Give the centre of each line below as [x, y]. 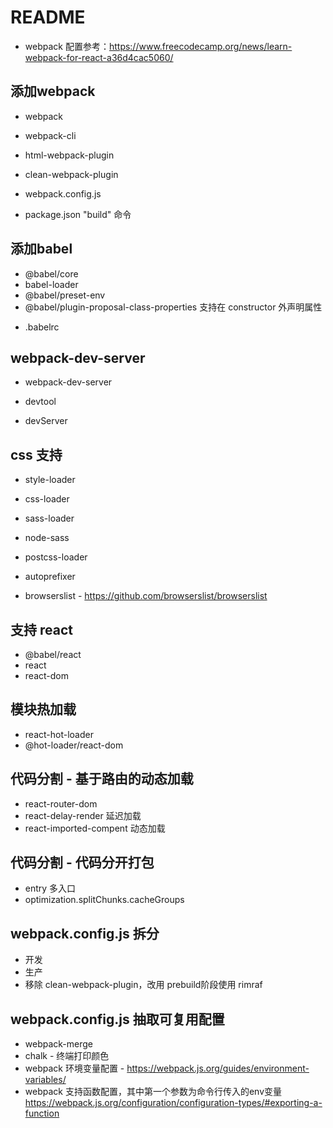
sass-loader [49, 518]
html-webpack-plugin [69, 155]
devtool [40, 402]
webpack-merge [59, 1044]
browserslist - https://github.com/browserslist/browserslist [146, 596]
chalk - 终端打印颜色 [67, 1056]
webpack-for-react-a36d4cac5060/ [99, 57]
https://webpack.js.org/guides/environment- [218, 1068]
